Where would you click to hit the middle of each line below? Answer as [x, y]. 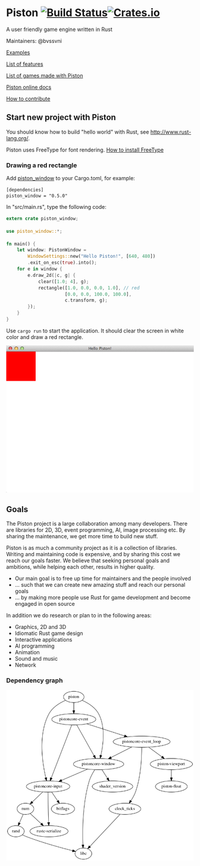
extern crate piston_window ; [42, 219]
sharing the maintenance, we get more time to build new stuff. [82, 537]
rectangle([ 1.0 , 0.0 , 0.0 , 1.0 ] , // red [89, 288]
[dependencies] [25, 190]
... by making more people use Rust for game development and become [103, 597]
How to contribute [28, 98]
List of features [25, 64]
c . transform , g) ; [86, 301]
